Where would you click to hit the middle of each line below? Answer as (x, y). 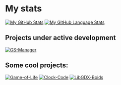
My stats (24, 9)
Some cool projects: (37, 65)
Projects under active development (60, 38)
